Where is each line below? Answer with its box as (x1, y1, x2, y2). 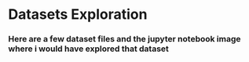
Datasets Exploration (8, 5, 148, 24)
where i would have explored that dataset (8, 43, 169, 54)
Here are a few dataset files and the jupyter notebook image (8, 34, 241, 45)
